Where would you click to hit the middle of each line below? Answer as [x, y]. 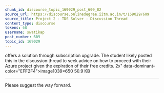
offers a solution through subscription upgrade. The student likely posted [79, 55]
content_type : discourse [30, 23]
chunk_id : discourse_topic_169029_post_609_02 [53, 10]
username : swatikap [25, 32]
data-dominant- [139, 66]
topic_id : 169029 [23, 42]
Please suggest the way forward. [38, 85]
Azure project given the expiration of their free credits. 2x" [64, 66]
